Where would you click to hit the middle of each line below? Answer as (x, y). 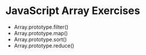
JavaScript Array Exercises (73, 11)
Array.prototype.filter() (41, 27)
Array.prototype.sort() (40, 39)
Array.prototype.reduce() (44, 46)
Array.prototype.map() (41, 33)
